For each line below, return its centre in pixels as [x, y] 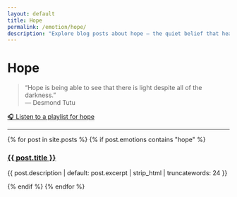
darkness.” [40, 95]
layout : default [31, 14]
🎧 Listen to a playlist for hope [51, 117]
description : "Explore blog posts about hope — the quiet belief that [113, 33]
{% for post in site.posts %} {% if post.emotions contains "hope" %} [107, 140]
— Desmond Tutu [50, 103]
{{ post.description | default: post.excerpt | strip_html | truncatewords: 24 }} [117, 173]
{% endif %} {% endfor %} [46, 186]
